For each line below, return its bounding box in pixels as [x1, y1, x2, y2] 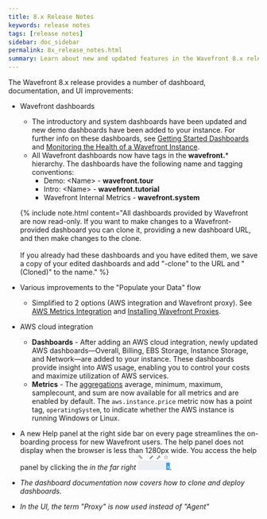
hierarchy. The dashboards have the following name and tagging [31, 159, 243, 168]
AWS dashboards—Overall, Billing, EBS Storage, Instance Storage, [31, 346, 249, 355]
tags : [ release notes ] [8, 29, 83, 37]
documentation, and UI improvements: [8, 86, 133, 95]
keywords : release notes [8, 21, 91, 29]
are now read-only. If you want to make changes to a [19, 217, 193, 226]
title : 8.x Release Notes [8, 13, 94, 21]
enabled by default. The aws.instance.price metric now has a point [31, 397, 253, 405]
